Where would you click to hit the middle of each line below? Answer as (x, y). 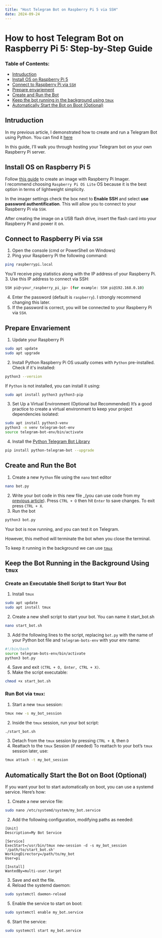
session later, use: (30, 751)
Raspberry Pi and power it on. (35, 224)
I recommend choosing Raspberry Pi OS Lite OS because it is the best (76, 184)
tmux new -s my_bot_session (33, 713)
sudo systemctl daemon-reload (36, 894)
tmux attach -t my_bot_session (37, 760)
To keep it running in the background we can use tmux (59, 548)
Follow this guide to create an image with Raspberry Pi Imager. (67, 179)
